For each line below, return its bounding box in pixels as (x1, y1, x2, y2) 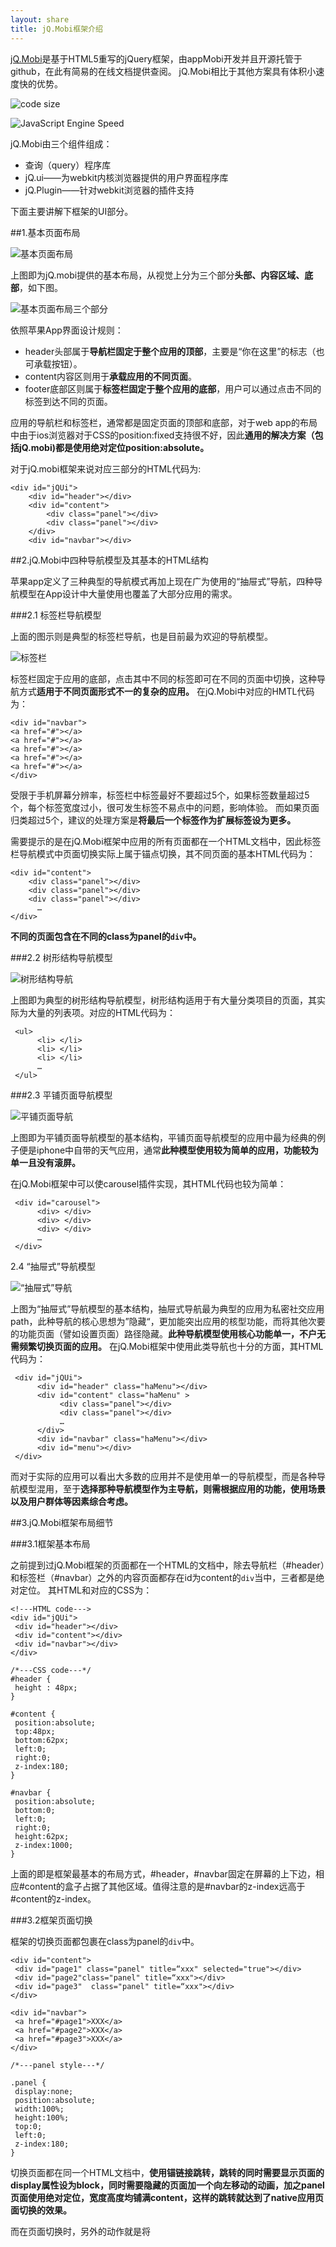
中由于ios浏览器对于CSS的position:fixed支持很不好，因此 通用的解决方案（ (10, 429, 315, 441)
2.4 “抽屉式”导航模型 (10, 1260, 96, 1272)
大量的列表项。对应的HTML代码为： (27, 1006, 177, 1018)
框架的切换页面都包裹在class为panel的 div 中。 (10, 1935, 200, 1947)
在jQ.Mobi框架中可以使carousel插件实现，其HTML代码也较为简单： (10, 1177, 287, 1190)
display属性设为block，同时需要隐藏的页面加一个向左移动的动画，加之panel (10, 2179, 325, 2191)
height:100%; (14, 2112, 70, 2123)
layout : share (10, 14, 70, 25)
